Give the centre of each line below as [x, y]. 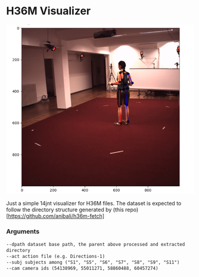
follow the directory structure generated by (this [65, 210]
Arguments [23, 231]
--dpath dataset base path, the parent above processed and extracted [96, 245]
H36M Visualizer [49, 11]
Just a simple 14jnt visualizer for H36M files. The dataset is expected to [94, 203]
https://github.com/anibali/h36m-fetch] [56, 216]
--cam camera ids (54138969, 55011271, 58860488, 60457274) [83, 269]
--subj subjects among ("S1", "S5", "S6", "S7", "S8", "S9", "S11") [93, 263]
